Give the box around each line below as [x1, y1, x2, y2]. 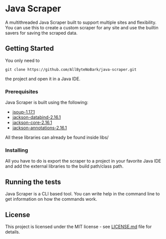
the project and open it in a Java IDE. [5, 75, 81, 82]
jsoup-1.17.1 [12, 109, 35, 115]
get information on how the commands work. [5, 196, 97, 202]
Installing [5, 147, 28, 154]
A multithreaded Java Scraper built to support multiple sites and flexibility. [5, 19, 157, 25]
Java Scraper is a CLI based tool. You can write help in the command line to [5, 191, 160, 197]
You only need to [5, 58, 40, 63]
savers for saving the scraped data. [5, 30, 78, 36]
